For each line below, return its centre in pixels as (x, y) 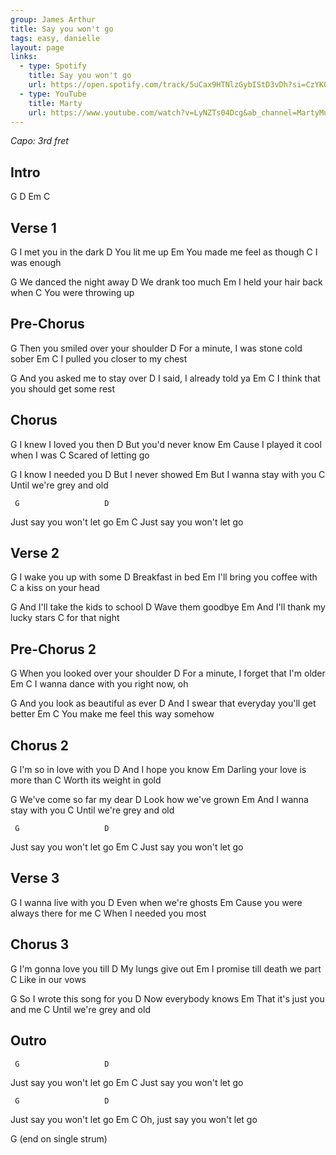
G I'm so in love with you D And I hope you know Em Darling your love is (158, 770)
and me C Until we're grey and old (80, 1009)
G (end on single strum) (59, 1138)
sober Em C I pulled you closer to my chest (99, 358)
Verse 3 (35, 878)
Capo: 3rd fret (39, 141)
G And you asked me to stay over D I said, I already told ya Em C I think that (165, 378)
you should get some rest (63, 388)
